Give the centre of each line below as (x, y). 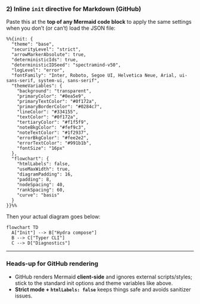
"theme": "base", (33, 44)
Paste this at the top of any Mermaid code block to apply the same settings (99, 22)
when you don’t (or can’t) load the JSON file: (61, 28)
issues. (24, 296)
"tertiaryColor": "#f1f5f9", (53, 123)
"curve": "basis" (38, 195)
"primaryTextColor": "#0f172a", (57, 102)
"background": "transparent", (54, 91)
